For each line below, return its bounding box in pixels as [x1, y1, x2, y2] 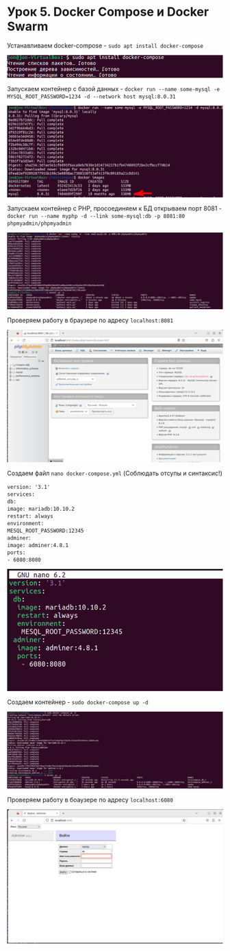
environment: [7, 520, 44, 527]
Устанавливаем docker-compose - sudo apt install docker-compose [7, 41, 204, 49]
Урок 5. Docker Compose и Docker [7, 4, 209, 20]
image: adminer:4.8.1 [7, 542, 69, 549]
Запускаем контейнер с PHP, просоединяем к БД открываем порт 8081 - [7, 204, 222, 213]
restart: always [7, 512, 53, 520]
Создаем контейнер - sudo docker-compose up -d [7, 698, 149, 706]
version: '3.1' [7, 483, 51, 490]
